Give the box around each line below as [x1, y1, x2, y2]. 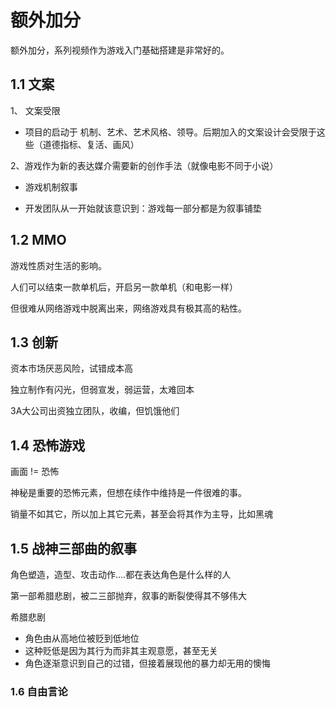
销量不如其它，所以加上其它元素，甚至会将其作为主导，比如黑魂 [10, 508, 273, 520]
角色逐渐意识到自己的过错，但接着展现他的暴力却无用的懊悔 [24, 657, 271, 669]
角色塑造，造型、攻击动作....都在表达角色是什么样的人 [10, 569, 232, 580]
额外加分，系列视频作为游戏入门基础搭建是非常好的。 [10, 44, 230, 56]
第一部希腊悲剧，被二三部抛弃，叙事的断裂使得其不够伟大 [10, 590, 247, 601]
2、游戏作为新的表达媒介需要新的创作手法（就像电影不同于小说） [10, 159, 279, 171]
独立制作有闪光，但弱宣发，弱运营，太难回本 [10, 384, 195, 396]
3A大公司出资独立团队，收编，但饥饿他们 [10, 405, 180, 417]
